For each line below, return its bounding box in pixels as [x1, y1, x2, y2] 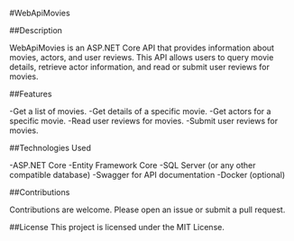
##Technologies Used [9, 143, 92, 153]
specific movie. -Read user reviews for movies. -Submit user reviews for [9, 116, 278, 126]
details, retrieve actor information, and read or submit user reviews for [9, 62, 271, 72]
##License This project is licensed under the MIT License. [9, 222, 225, 232]
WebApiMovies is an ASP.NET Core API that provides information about [9, 42, 275, 53]
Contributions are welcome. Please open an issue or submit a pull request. [9, 204, 286, 215]
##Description [9, 25, 63, 35]
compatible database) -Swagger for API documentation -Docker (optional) [9, 170, 286, 180]
